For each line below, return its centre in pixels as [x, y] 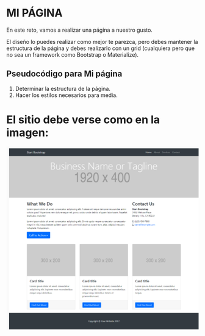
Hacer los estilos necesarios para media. [66, 95]
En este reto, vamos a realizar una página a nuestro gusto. [79, 30]
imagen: [27, 133]
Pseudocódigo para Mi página [64, 74]
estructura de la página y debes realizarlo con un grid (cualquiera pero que [101, 48]
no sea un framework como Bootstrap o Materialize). [73, 54]
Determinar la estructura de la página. [63, 88]
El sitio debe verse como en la [83, 120]
